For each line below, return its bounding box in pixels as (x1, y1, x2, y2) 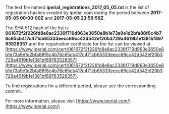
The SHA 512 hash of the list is (5, 25, 69, 31)
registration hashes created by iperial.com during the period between (5, 10, 150, 16)
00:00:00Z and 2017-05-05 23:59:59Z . (20, 15, 105, 21)
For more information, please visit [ (5, 98, 78, 104)
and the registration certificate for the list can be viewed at (28, 41, 151, 47)
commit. (5, 88, 22, 94)
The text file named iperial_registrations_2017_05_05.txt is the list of (5, 5, 150, 10)
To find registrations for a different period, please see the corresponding (5, 83, 156, 89)
